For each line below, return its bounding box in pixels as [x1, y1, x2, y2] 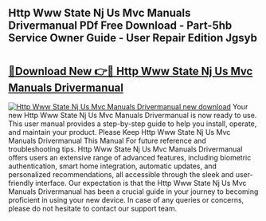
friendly [8, 179, 34, 187]
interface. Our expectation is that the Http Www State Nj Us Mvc [35, 179, 247, 187]
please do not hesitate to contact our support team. [8, 203, 178, 213]
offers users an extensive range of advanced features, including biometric [8, 153, 252, 162]
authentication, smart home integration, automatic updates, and [8, 161, 217, 171]
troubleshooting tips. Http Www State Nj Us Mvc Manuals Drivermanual [8, 144, 243, 154]
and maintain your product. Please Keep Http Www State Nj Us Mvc [8, 128, 231, 136]
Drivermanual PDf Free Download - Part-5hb [8, 19, 233, 33]
